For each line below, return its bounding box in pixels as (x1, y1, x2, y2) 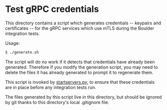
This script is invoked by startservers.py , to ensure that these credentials (5, 79, 155, 85)
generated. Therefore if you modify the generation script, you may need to (5, 64, 158, 70)
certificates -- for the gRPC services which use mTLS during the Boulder (5, 25, 155, 31)
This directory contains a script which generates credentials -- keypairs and (5, 20, 162, 26)
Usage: (5, 40, 20, 46)
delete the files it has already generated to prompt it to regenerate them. (5, 69, 154, 75)
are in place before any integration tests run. (5, 84, 96, 90)
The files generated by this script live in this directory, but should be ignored (5, 94, 162, 100)
